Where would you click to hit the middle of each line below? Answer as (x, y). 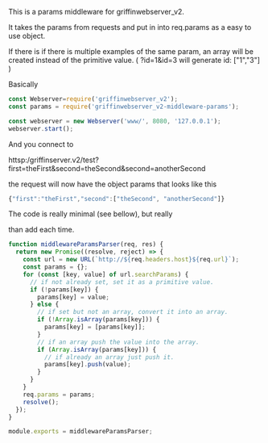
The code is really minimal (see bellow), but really (91, 214)
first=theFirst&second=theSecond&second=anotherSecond (107, 168)
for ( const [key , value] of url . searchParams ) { (106, 274)
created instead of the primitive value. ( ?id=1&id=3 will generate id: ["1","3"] (134, 60)
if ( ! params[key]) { (64, 290)
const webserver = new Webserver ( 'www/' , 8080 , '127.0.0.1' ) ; (115, 121)
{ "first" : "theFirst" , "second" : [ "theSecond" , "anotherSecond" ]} (117, 199)
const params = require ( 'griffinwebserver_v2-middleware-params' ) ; (124, 107)
